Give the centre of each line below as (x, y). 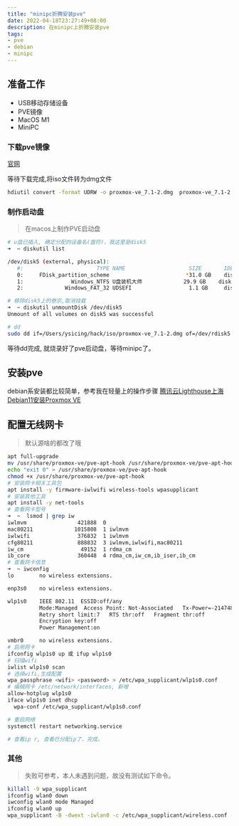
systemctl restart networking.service (65, 726)
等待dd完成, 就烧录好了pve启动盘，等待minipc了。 (81, 348)
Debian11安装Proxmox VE (44, 400)
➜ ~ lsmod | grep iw (41, 517)
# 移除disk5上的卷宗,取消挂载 (47, 301)
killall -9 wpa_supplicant (47, 789)
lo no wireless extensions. (60, 576)
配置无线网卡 (36, 424)
